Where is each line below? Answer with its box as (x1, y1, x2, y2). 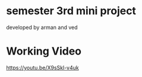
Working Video (6, 44, 82, 58)
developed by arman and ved (6, 24, 78, 31)
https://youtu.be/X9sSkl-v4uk (6, 64, 79, 71)
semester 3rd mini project (6, 4, 137, 18)
